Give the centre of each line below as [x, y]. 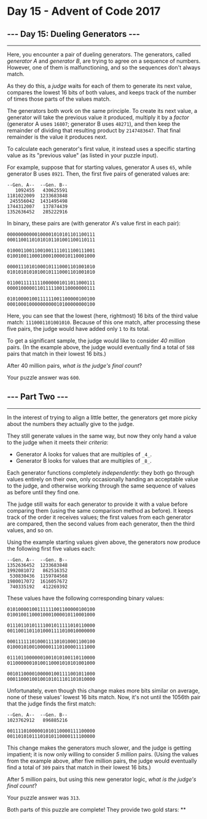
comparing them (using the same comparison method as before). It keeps [100, 510]
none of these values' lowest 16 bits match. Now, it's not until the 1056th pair [104, 697]
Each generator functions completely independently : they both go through [101, 472]
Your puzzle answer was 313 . [44, 798]
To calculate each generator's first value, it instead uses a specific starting [101, 149]
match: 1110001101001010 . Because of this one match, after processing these [104, 322]
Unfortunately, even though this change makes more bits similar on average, [103, 690]
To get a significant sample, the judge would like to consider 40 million [96, 341]
